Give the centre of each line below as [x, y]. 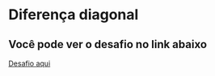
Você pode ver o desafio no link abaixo [108, 44]
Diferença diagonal [74, 15]
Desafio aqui [30, 63]
